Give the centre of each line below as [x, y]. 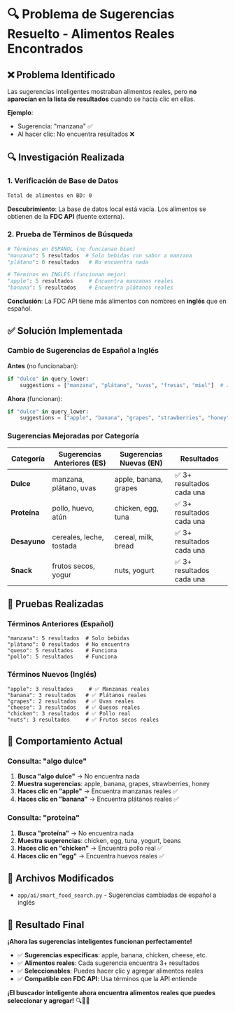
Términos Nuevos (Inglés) [52, 675]
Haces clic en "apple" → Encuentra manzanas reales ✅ [98, 791]
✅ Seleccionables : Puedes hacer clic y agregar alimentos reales [111, 971]
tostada [64, 546]
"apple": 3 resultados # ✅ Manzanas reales [79, 689]
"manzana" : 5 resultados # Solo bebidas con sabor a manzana [100, 255]
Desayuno [28, 541]
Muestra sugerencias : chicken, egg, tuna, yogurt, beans [99, 840]
